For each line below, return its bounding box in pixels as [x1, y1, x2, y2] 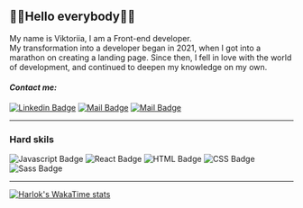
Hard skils [9, 132, 54, 145]
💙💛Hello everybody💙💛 [9, 9, 136, 24]
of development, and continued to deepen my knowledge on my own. [9, 61, 268, 72]
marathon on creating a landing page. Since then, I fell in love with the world [9, 51, 292, 63]
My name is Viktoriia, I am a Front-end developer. [9, 32, 192, 43]
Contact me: [9, 82, 57, 93]
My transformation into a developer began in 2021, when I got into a [9, 42, 262, 53]
